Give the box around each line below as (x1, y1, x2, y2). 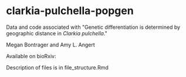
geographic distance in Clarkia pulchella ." (6, 29, 107, 36)
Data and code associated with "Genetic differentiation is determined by (6, 24, 181, 31)
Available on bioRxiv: (6, 52, 56, 59)
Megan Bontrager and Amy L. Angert (6, 41, 95, 48)
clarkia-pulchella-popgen (6, 4, 134, 18)
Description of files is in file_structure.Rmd (6, 63, 109, 71)
